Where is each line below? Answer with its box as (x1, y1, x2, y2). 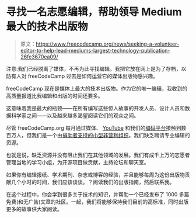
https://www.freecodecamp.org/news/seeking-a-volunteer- (36, 40, 180, 47)
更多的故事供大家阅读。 (6, 205, 62, 212)
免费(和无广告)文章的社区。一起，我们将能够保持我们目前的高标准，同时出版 (6, 198, 189, 205)
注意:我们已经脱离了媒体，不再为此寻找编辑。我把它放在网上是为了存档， (6, 65, 182, 72)
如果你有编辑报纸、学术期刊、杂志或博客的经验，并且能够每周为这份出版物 (6, 171, 185, 178)
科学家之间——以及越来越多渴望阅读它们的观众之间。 (10, 112, 139, 119)
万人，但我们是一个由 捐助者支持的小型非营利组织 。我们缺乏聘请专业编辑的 (10, 132, 190, 139)
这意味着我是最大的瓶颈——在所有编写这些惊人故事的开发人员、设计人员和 (6, 105, 185, 112)
